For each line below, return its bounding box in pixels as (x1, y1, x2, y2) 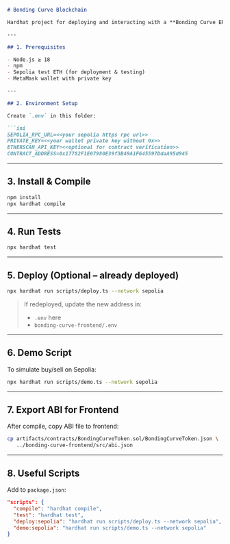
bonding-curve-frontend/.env (34, 321, 118, 329)
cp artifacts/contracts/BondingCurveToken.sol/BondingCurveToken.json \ (7, 435, 219, 442)
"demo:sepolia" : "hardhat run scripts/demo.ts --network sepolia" (13, 524, 207, 532)
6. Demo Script (7, 347, 72, 359)
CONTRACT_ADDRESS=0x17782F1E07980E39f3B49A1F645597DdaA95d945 (7, 150, 188, 157)
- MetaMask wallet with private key (7, 76, 112, 82)
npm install (7, 194, 41, 201)
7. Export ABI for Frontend (7, 404, 119, 416)
